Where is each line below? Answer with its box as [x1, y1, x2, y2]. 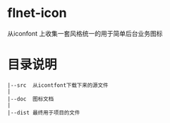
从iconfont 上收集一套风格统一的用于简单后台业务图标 [7, 29, 164, 37]
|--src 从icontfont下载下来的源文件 [7, 81, 109, 89]
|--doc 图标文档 [7, 95, 54, 102]
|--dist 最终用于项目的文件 [7, 109, 80, 116]
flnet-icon [7, 5, 67, 21]
